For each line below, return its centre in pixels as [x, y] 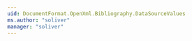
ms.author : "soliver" [39, 20]
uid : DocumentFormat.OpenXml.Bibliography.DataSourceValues [97, 14]
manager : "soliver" [36, 26]
